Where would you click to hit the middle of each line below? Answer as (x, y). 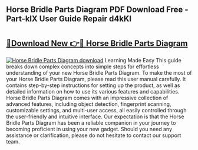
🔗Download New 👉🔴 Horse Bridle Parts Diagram (97, 43)
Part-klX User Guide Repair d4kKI (69, 19)
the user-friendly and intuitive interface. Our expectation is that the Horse (95, 116)
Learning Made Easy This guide (143, 60)
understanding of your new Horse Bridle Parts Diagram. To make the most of (99, 73)
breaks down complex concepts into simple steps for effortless (82, 66)
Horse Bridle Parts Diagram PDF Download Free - (97, 10)
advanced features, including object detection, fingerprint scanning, (89, 104)
